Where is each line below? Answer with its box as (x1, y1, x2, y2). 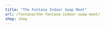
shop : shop (5, 16, 28, 21)
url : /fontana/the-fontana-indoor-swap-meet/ (5, 12, 100, 17)
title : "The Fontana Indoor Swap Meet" (5, 7, 87, 12)
